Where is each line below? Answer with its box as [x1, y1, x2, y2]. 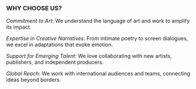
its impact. [6, 23, 31, 30]
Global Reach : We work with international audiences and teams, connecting [6, 70, 191, 77]
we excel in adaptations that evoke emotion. [6, 41, 113, 48]
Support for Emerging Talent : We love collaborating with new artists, [6, 53, 172, 60]
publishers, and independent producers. [6, 59, 104, 66]
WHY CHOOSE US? [6, 4, 62, 12]
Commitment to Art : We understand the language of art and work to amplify [6, 18, 190, 25]
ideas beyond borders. [6, 76, 61, 83]
